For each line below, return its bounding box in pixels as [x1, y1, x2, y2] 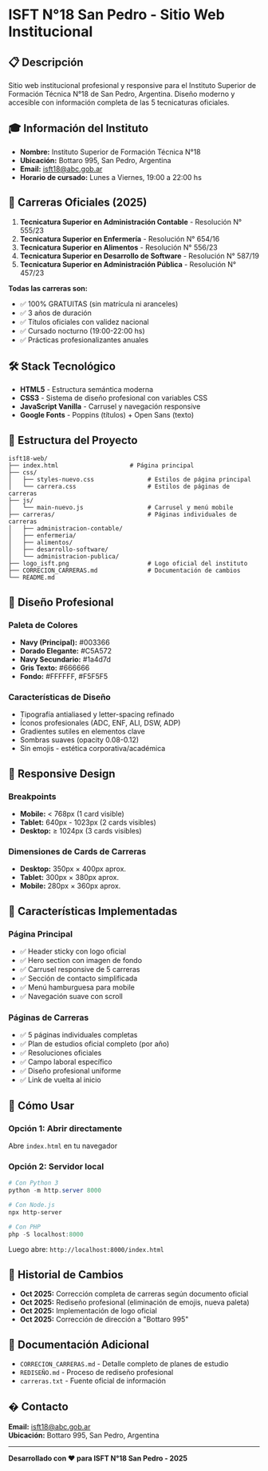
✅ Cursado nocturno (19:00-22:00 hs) [19, 326, 145, 335]
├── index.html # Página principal [8, 462, 195, 470]
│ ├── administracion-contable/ [8, 525, 124, 533]
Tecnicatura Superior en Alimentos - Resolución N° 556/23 [19, 242, 218, 252]
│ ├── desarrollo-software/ [8, 546, 109, 554]
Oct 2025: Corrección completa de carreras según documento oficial [19, 1289, 249, 1299]
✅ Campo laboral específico [19, 1057, 113, 1067]
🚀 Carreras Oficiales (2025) [8, 196, 148, 210]
